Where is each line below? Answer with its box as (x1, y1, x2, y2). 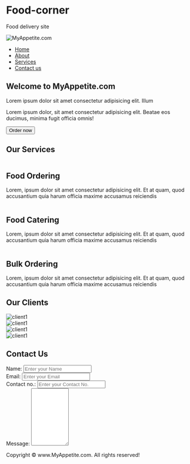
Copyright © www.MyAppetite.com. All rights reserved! (6, 451, 140, 458)
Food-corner (6, 4, 69, 17)
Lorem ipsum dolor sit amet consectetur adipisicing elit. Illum (6, 97, 154, 104)
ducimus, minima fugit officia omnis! (6, 115, 94, 122)
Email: (6, 372, 21, 379)
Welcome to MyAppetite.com (6, 82, 116, 92)
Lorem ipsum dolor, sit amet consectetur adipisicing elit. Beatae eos (6, 108, 171, 115)
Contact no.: (6, 380, 36, 388)
